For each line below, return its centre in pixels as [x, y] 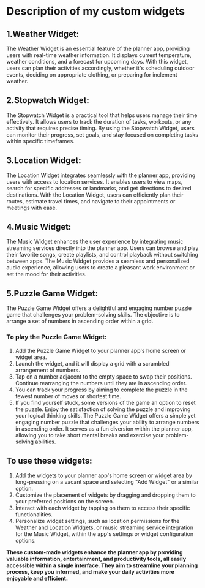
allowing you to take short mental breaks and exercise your [90, 435]
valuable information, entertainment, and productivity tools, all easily [96, 559]
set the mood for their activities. [47, 274]
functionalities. [34, 514]
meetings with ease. [32, 208]
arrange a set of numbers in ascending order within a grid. [80, 321]
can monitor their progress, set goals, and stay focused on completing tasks [102, 134]
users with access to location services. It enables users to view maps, [94, 181]
